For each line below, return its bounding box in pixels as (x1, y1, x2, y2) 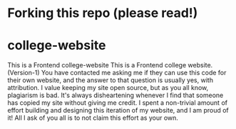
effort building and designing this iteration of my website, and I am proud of (7, 106, 230, 115)
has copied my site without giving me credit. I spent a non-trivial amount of (7, 99, 228, 107)
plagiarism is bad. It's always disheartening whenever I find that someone (7, 91, 224, 100)
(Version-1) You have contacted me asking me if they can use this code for (7, 69, 227, 77)
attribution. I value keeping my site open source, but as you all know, (7, 84, 209, 92)
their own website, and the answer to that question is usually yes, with (7, 76, 214, 84)
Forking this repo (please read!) (7, 5, 198, 21)
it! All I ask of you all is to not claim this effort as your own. (7, 113, 178, 122)
